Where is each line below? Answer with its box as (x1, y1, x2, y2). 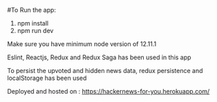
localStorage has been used (7, 74, 87, 82)
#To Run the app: (7, 6, 57, 14)
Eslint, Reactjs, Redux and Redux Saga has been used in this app (7, 53, 191, 61)
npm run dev (17, 27, 54, 34)
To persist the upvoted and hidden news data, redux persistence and (7, 67, 203, 74)
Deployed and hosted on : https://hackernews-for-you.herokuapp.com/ (7, 88, 210, 95)
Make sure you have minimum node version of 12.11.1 (7, 40, 157, 48)
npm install (17, 19, 49, 27)
